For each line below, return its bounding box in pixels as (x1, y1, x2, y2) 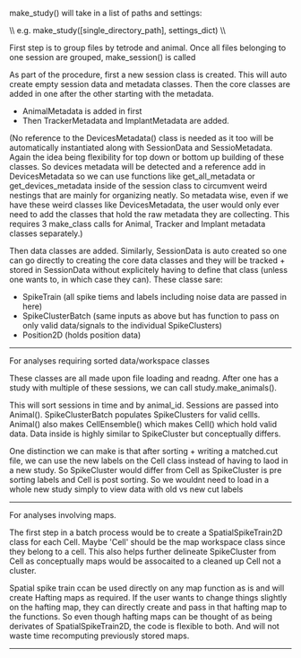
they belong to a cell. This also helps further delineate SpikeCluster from (9, 547, 277, 557)
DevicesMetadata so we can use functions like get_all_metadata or (9, 171, 255, 181)
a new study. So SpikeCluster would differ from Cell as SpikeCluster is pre (9, 465, 282, 475)
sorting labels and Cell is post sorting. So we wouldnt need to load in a (9, 475, 270, 485)
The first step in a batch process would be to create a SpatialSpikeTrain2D (9, 527, 283, 538)
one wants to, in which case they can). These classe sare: (9, 274, 223, 285)
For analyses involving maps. (9, 510, 116, 520)
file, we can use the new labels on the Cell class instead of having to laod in (9, 455, 288, 466)
